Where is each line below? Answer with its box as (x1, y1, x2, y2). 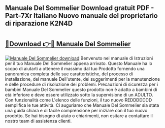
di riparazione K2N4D (5, 19, 73, 28)
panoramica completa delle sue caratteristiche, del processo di (5, 71, 133, 77)
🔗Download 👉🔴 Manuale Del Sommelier (5, 39, 131, 48)
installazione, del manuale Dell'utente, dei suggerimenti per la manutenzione (5, 76, 160, 82)
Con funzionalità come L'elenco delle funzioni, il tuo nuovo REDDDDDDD (5, 97, 152, 103)
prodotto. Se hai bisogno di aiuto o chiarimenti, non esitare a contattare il (5, 113, 153, 119)
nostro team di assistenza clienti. (5, 118, 72, 124)
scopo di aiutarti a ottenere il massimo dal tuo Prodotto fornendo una (5, 66, 145, 71)
